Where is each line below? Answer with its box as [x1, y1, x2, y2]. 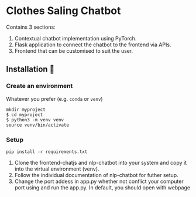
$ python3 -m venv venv [6, 117, 64, 123]
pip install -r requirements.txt [6, 148, 88, 155]
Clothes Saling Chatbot [6, 4, 121, 18]
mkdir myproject [6, 107, 46, 113]
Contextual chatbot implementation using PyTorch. [14, 35, 137, 42]
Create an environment [6, 82, 73, 90]
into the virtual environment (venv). [14, 165, 99, 172]
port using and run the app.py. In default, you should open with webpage [14, 184, 191, 191]
